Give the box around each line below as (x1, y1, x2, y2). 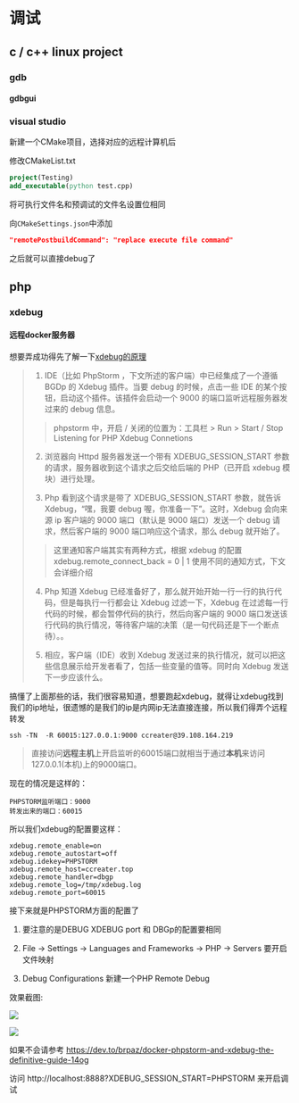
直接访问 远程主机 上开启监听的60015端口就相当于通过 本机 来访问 (30, 747, 266, 759)
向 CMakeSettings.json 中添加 (9, 218, 113, 228)
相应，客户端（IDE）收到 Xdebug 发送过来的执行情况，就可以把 (44, 649, 278, 660)
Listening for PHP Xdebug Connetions (53, 432, 194, 443)
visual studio (9, 115, 67, 128)
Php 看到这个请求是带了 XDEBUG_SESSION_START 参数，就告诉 (44, 492, 281, 502)
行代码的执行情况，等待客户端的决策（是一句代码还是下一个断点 (44, 619, 279, 630)
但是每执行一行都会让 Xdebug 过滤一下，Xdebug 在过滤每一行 (60, 597, 289, 608)
